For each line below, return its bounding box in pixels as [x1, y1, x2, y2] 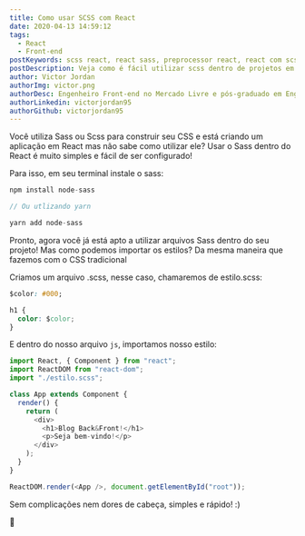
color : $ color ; [17, 314, 75, 323]
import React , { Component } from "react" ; [9, 356, 177, 366]
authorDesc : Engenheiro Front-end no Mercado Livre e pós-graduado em [9, 89, 282, 98]
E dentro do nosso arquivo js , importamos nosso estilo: [9, 339, 218, 350]
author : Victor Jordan [9, 73, 95, 82]
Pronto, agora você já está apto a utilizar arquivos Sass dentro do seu [9, 234, 270, 245]
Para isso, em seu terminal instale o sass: [9, 168, 164, 179]
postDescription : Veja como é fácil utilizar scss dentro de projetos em [9, 65, 295, 74]
